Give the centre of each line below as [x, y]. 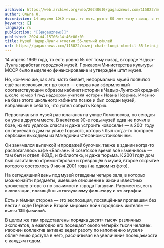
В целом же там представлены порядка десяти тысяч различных [73, 220]
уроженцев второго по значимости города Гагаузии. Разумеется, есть [79, 185]
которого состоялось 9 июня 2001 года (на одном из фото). [67, 166]
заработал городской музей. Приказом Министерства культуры [86, 65]
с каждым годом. [23, 240]
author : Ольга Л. [23, 14]
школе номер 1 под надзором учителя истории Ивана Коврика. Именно [80, 95]
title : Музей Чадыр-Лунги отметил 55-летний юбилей [59, 41]
